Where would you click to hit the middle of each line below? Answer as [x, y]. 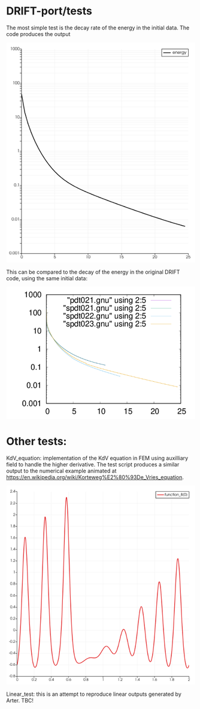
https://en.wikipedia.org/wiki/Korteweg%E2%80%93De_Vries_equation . [95, 477]
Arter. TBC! [20, 701]
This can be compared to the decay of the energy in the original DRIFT [93, 272]
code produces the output [38, 34]
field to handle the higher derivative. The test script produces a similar [93, 464]
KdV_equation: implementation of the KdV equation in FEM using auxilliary [97, 458]
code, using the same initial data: [47, 278]
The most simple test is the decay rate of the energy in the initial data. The [98, 28]
